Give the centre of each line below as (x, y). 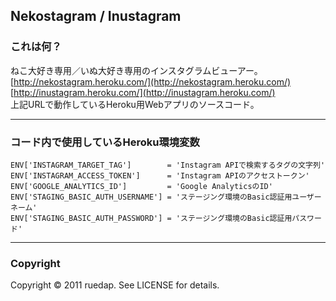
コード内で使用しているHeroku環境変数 (105, 142)
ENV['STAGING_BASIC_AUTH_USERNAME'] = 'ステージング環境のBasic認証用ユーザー (166, 197)
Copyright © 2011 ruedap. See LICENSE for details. (115, 285)
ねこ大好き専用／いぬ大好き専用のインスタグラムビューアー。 (136, 70)
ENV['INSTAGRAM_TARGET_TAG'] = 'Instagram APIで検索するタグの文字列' (168, 165)
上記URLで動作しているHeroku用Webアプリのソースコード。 (135, 104)
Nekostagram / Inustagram (96, 16)
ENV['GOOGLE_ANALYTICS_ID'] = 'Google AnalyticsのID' (141, 186)
